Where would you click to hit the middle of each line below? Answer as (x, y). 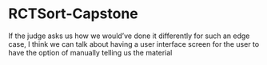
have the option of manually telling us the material (90, 52)
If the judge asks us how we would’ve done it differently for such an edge (129, 36)
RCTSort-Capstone (73, 14)
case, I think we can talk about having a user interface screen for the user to (134, 44)
